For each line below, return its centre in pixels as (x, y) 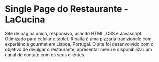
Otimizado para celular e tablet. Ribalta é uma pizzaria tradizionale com (78, 39)
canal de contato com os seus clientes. (45, 55)
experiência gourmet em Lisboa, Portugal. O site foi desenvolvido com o (79, 44)
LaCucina (25, 20)
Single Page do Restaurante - (67, 9)
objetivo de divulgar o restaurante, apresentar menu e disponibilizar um (79, 49)
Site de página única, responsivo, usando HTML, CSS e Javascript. (74, 33)
